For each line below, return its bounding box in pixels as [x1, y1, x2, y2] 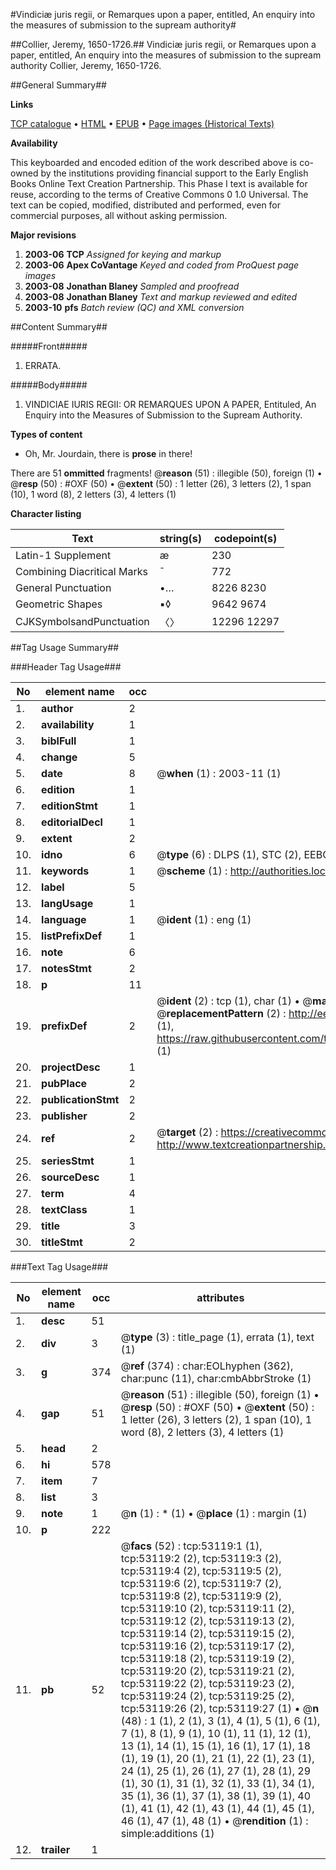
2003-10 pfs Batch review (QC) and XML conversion [24, 302, 245, 313]
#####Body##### [10, 379, 88, 391]
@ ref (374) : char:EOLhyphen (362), [120, 1359, 294, 1373]
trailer [41, 1843, 71, 1856]
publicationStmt [41, 1093, 120, 1106]
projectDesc [41, 1060, 101, 1074]
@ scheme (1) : [156, 864, 228, 878]
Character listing [10, 508, 82, 519]
